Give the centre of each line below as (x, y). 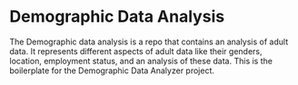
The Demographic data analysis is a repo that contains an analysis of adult (149, 42)
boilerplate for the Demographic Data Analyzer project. (112, 71)
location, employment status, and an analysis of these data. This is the (141, 61)
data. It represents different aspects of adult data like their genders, (136, 51)
